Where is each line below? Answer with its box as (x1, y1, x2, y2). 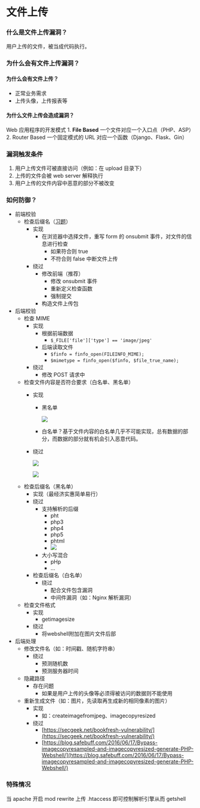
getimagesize (41, 615, 75, 623)
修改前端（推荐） (41, 270, 84, 277)
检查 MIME (23, 315, 50, 322)
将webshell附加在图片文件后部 (41, 630, 116, 637)
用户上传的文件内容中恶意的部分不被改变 (14, 179, 115, 187)
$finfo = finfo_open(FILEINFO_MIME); (50, 351, 144, 358)
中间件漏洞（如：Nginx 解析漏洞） (50, 594, 135, 601)
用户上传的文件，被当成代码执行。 (6, 43, 90, 50)
